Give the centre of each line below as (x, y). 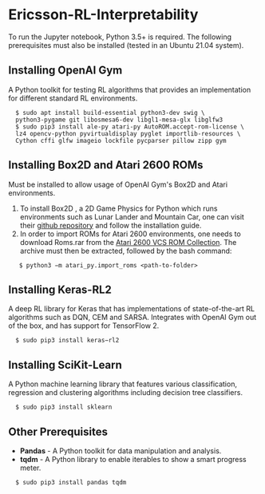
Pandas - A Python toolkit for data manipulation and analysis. (121, 451)
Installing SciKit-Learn (65, 365)
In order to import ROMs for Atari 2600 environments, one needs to (130, 234)
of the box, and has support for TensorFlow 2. (84, 326)
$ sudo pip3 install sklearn (64, 407)
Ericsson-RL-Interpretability (103, 15)
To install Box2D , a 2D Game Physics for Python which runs (119, 208)
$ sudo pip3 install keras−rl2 (67, 341)
